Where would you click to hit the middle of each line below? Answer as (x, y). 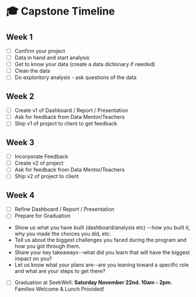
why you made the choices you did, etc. (63, 234)
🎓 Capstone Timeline (61, 11)
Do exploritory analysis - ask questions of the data (75, 77)
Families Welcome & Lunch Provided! (59, 289)
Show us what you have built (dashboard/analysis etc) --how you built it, (102, 228)
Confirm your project (40, 51)
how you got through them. (48, 246)
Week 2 (20, 96)
